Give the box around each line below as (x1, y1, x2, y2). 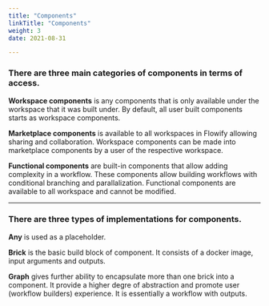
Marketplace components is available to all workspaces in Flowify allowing (8, 128, 258, 138)
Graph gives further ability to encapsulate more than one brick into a (8, 272, 235, 281)
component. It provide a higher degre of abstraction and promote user (8, 280, 240, 289)
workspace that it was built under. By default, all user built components (8, 104, 243, 114)
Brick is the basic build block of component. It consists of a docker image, (8, 248, 254, 257)
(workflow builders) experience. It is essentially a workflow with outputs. (8, 288, 247, 298)
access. (8, 78, 40, 89)
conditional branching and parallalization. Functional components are (8, 178, 236, 187)
